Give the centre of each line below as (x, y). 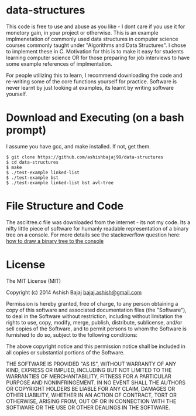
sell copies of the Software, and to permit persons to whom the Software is (97, 329)
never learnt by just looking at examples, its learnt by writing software (90, 87)
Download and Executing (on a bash (95, 118)
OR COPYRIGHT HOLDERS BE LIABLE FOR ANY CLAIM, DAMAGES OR (91, 388)
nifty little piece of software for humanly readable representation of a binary (97, 228)
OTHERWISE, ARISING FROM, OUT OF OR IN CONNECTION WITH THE (91, 401)
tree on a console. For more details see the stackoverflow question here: (93, 235)
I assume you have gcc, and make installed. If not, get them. (78, 146)
